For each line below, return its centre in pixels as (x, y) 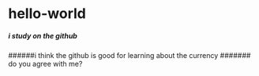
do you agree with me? (45, 64)
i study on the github (43, 35)
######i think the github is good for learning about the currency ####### (129, 56)
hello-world (47, 14)
